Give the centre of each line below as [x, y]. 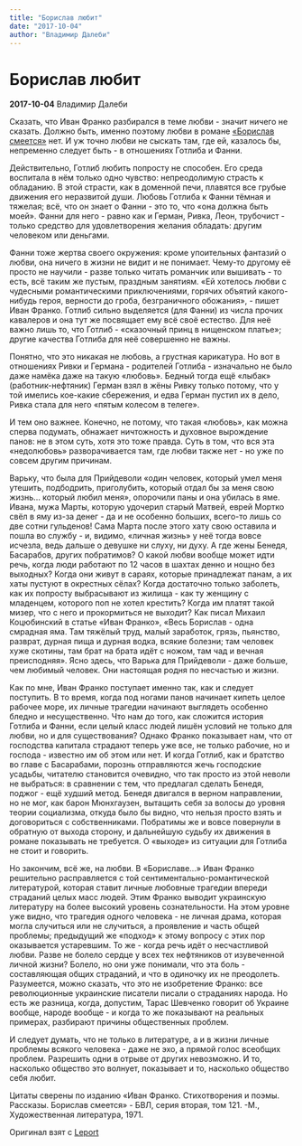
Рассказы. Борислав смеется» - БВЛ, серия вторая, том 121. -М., [134, 1105]
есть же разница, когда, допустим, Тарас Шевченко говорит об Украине [149, 1003]
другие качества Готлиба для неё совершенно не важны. [120, 339]
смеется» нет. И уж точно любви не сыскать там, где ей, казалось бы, [145, 141]
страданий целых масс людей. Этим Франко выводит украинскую [138, 897]
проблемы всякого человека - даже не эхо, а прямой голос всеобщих [145, 1049]
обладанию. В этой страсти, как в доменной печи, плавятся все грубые [148, 187]
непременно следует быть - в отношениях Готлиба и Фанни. [126, 151]
